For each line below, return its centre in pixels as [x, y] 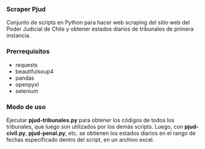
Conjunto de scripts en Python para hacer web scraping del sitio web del [98, 23]
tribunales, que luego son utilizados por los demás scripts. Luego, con [95, 126]
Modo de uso [26, 107]
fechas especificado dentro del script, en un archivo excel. [80, 139]
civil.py [16, 133]
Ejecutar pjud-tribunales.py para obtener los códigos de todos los [90, 120]
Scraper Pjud [26, 9]
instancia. [19, 36]
